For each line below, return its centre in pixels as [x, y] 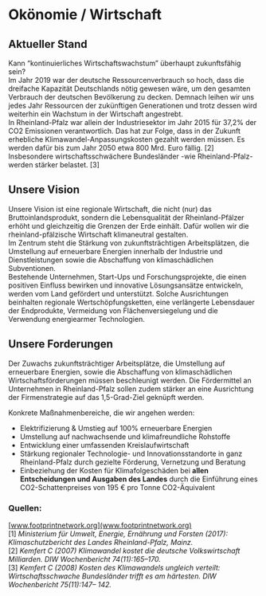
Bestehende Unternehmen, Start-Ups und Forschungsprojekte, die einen [127, 276]
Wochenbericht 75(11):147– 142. [60, 584]
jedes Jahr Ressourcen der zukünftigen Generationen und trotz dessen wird [133, 106]
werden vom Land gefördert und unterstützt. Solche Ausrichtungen [119, 293]
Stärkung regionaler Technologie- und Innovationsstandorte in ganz [131, 453]
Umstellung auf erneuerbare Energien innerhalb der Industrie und [115, 251]
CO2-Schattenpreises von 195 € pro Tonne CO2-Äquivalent [117, 487]
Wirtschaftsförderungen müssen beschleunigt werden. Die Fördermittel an [130, 380]
